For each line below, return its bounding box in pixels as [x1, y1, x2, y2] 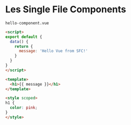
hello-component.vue [5, 20, 50, 26]
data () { [10, 39, 29, 44]
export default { [5, 34, 42, 39]
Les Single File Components [5, 4, 126, 15]
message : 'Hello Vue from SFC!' [18, 49, 88, 54]
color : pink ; [10, 105, 38, 111]
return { [14, 44, 33, 49]
